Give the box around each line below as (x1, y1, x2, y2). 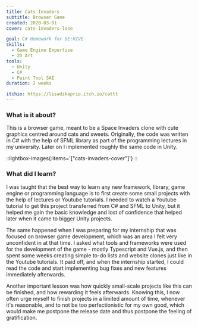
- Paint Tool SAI (11, 75, 55, 81)
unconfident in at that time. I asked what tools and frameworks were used (6, 239, 187, 246)
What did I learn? (6, 170, 56, 178)
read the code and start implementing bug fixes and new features (6, 264, 166, 272)
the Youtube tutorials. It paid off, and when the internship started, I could (6, 258, 184, 265)
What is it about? (6, 111, 56, 119)
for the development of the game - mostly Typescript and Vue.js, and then (6, 245, 188, 253)
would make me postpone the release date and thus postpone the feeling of (6, 307, 192, 314)
